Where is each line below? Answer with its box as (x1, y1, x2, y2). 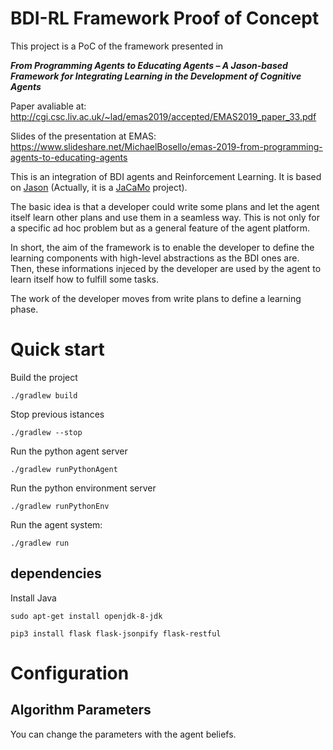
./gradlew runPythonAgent (10, 464, 118, 474)
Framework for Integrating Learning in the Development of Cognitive (10, 70, 302, 82)
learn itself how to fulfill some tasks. (10, 273, 160, 285)
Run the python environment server (10, 482, 157, 494)
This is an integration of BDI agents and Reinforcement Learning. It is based (10, 170, 322, 182)
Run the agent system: (10, 518, 103, 531)
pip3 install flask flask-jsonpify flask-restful (10, 628, 222, 639)
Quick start (10, 338, 105, 361)
